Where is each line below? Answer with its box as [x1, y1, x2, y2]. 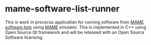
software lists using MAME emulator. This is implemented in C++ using [5, 24, 147, 30]
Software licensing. [5, 34, 44, 40]
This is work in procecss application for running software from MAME [5, 19, 144, 25]
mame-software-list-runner [5, 3, 120, 14]
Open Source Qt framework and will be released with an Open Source [5, 29, 145, 35]
